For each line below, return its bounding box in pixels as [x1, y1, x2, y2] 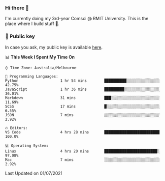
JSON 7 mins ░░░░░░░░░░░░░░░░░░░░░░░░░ [5, 112, 160, 117]
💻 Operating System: [5, 143, 49, 148]
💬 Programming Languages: [5, 74, 58, 79]
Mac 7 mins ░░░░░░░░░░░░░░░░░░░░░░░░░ [5, 157, 160, 162]
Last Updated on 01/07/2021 [5, 170, 63, 176]
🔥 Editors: [5, 125, 28, 130]
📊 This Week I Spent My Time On [5, 54, 75, 60]
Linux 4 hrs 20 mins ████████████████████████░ [5, 149, 160, 154]
